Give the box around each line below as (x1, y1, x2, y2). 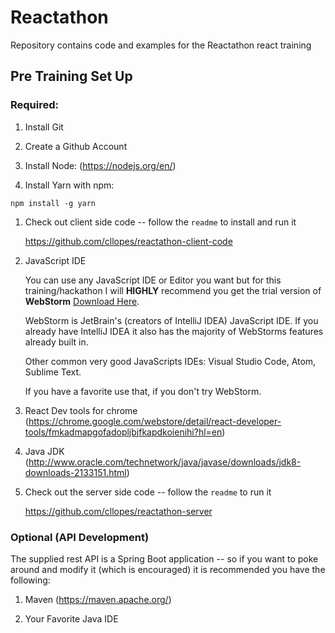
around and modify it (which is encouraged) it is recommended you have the (10, 563, 326, 575)
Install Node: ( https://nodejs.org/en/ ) (24, 159, 177, 171)
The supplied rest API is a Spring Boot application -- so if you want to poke (10, 552, 319, 565)
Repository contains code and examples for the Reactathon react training (10, 39, 312, 51)
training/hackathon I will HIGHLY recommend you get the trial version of (24, 284, 322, 296)
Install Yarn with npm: (24, 179, 115, 191)
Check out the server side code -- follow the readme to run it (24, 486, 272, 498)
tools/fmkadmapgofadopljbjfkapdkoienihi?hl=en (24, 426, 223, 438)
